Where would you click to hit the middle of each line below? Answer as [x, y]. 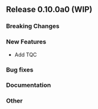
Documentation [29, 85]
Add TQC [26, 54]
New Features [26, 42]
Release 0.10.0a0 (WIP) [49, 10]
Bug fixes [20, 69]
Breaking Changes [33, 26]
